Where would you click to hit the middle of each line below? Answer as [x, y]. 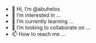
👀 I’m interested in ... [36, 15]
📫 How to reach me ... [38, 34]
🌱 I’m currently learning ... [42, 21]
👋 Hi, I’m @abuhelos [35, 9]
